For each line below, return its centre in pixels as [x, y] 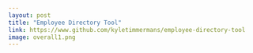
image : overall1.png [42, 37]
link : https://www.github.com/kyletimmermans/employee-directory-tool [127, 30]
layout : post [30, 15]
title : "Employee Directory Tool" [65, 23]
